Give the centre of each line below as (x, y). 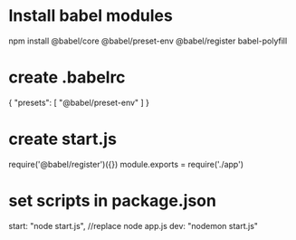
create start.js (62, 139)
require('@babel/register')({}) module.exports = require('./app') (126, 164)
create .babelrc (67, 77)
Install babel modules (91, 16)
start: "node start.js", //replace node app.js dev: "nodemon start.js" (134, 226)
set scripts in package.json (112, 201)
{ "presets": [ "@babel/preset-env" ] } (79, 102)
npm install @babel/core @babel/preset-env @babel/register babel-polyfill (148, 41)
